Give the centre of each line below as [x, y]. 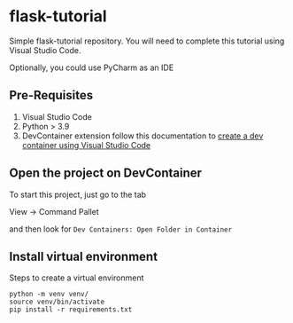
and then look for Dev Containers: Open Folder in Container [121, 229]
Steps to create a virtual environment [77, 278]
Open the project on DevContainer [105, 173]
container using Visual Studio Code [86, 145]
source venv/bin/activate [57, 302]
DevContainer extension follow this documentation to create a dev [143, 136]
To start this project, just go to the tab [78, 194]
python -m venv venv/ [49, 295]
